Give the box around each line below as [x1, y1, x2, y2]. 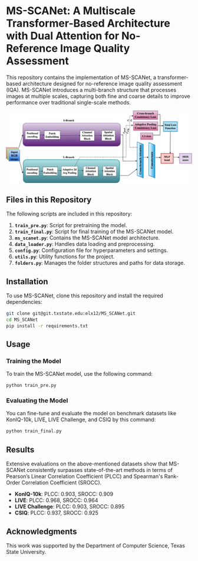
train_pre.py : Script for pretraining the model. [14, 222, 128, 229]
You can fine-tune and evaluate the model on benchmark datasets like [6, 410, 177, 417]
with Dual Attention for [6, 29, 120, 42]
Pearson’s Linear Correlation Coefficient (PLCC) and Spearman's [6, 473, 163, 480]
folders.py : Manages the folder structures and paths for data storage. [14, 260, 186, 267]
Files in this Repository [6, 195, 92, 205]
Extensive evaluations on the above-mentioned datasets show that [6, 460, 168, 467]
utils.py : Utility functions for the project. [14, 253, 115, 260]
